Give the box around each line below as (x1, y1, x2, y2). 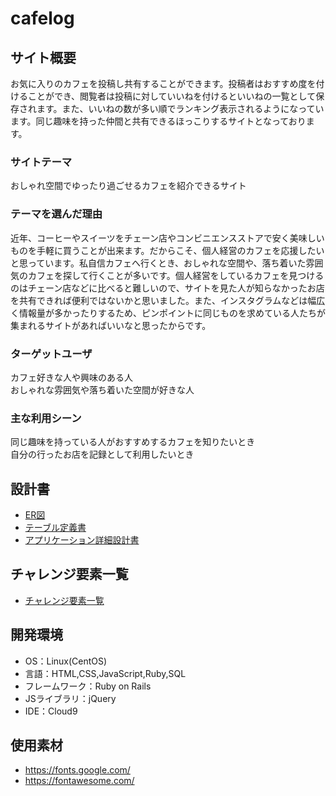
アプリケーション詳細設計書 (24, 534, 140, 546)
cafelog (10, 7, 75, 30)
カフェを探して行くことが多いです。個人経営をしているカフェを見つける (27, 269, 325, 281)
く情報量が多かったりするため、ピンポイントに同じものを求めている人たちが (10, 307, 326, 319)
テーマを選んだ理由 (10, 207, 103, 221)
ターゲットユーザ (10, 347, 93, 361)
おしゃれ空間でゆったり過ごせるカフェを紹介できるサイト (10, 180, 247, 192)
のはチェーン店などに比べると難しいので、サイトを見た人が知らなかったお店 (10, 282, 325, 294)
